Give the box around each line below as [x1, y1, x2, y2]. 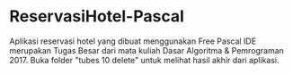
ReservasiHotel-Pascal [9, 6, 184, 27]
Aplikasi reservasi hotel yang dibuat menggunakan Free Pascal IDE [9, 36, 257, 46]
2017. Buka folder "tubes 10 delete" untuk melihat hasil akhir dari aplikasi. [9, 54, 280, 65]
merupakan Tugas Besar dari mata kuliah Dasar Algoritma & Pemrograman [9, 45, 285, 55]
